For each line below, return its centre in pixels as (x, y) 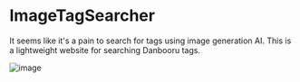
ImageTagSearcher (82, 16)
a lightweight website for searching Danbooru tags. (105, 50)
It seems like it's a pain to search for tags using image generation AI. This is (150, 41)
